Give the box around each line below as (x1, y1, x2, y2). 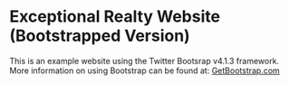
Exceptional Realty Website (9, 6, 220, 27)
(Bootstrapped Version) (9, 25, 190, 46)
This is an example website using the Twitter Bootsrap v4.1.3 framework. (9, 55, 279, 66)
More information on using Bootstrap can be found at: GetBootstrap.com (9, 65, 281, 76)
